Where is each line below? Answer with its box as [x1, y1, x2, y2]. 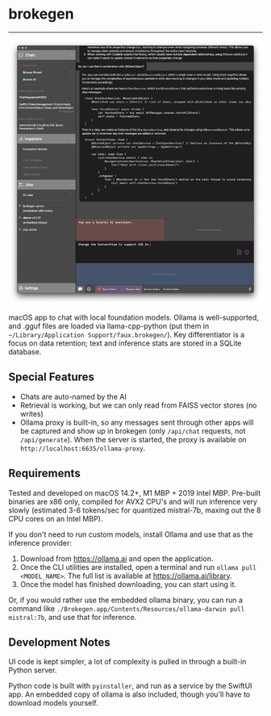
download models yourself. [8, 698, 98, 708]
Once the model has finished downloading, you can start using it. [19, 579, 236, 589]
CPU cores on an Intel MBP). [8, 513, 103, 523]
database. [8, 346, 42, 356]
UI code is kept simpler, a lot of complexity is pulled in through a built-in [8, 657, 247, 667]
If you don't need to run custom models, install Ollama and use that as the [8, 530, 254, 539]
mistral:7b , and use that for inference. [8, 612, 137, 622]
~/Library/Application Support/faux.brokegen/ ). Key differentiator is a [8, 329, 245, 339]
